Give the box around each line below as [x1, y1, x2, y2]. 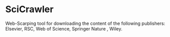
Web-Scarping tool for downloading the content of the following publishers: [5, 20, 165, 26]
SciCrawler [5, 4, 54, 15]
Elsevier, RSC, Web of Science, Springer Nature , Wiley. [5, 25, 122, 31]
